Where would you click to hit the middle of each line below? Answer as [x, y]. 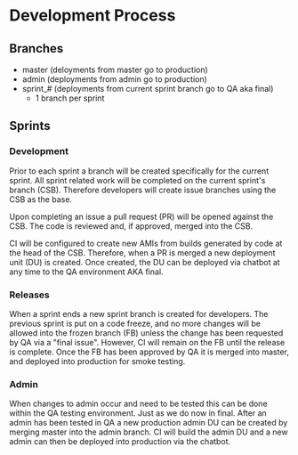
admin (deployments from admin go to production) [114, 79]
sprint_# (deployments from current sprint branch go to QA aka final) [148, 89]
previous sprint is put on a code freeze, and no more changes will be [135, 323]
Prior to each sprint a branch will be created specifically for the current [139, 171]
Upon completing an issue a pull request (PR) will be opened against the [141, 216]
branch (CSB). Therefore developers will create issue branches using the [143, 190]
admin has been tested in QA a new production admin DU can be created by [149, 423]
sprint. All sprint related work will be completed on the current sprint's [137, 180]
